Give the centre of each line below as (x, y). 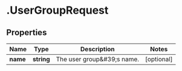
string (41, 59)
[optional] (159, 59)
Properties (27, 33)
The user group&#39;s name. (98, 59)
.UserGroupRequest (57, 10)
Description (98, 49)
